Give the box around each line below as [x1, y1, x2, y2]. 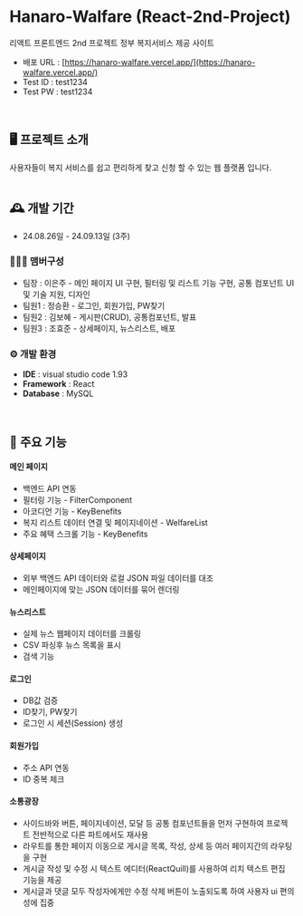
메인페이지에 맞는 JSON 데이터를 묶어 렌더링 [22, 583, 180, 594]
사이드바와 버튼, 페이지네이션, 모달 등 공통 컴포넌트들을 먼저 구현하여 [22, 817, 264, 828]
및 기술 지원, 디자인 [22, 288, 90, 300]
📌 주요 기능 [9, 434, 68, 449]
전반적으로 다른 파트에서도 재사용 [32, 829, 149, 840]
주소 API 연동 [22, 762, 70, 773]
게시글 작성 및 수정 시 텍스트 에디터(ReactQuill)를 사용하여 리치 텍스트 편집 [22, 863, 286, 873]
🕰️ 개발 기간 [9, 201, 74, 217]
